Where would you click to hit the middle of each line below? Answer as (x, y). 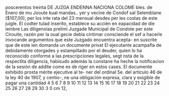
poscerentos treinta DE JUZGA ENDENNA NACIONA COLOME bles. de (79, 7)
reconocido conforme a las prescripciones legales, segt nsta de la (75, 56)
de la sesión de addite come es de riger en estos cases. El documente (79, 67)
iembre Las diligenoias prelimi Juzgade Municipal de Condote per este (79, 29)
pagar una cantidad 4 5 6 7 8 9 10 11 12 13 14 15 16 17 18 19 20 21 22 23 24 (82, 83)
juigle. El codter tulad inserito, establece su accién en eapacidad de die (80, 23)
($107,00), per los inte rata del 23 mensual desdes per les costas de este (81, 18)
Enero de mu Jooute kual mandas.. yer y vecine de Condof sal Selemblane (83, 13)
